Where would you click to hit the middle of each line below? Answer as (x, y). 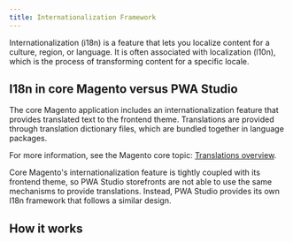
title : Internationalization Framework (83, 17)
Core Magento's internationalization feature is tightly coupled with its (135, 172)
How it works (46, 228)
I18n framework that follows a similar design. (90, 200)
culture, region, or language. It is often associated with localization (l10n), (143, 52)
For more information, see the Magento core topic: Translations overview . (143, 155)
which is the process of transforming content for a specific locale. (129, 61)
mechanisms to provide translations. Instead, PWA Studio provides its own (145, 192)
